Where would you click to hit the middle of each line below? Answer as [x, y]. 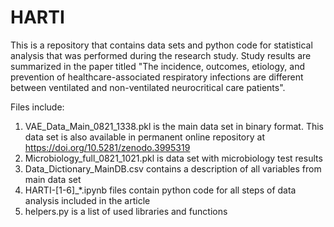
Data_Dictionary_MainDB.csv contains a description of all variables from [173, 168]
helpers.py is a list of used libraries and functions [126, 211]
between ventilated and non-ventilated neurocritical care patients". [148, 87]
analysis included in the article [87, 200]
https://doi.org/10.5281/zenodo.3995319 [107, 147]
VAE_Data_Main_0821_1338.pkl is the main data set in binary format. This [174, 126]
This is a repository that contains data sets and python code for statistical [161, 45]
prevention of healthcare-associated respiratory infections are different [157, 77]
